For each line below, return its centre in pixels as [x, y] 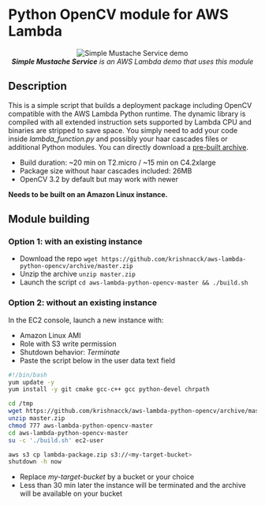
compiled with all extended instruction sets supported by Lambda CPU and [130, 122]
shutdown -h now [35, 462]
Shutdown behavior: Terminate [70, 352]
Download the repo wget [59, 259]
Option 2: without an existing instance [83, 303]
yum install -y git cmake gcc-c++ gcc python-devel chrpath [109, 389]
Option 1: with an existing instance [76, 242]
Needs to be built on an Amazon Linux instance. [88, 194]
